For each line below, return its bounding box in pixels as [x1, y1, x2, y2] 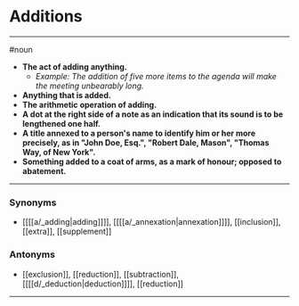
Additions [9, 6, 83, 27]
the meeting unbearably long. [35, 80, 144, 91]
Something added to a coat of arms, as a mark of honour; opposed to [21, 156, 282, 167]
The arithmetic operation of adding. [21, 99, 158, 110]
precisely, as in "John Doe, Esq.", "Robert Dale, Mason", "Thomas [21, 136, 270, 148]
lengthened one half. [21, 118, 101, 128]
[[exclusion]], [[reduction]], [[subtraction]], [21, 269, 180, 279]
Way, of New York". [21, 146, 96, 157]
